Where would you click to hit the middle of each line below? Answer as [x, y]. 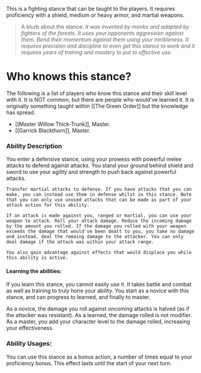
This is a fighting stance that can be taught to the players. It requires [91, 9]
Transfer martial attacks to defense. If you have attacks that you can [99, 190]
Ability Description [34, 146]
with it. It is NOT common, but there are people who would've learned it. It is [100, 99]
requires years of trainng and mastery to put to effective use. [97, 52]
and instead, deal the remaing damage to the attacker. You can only [95, 237]
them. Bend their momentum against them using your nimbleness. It [105, 39]
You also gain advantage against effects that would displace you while [99, 253]
